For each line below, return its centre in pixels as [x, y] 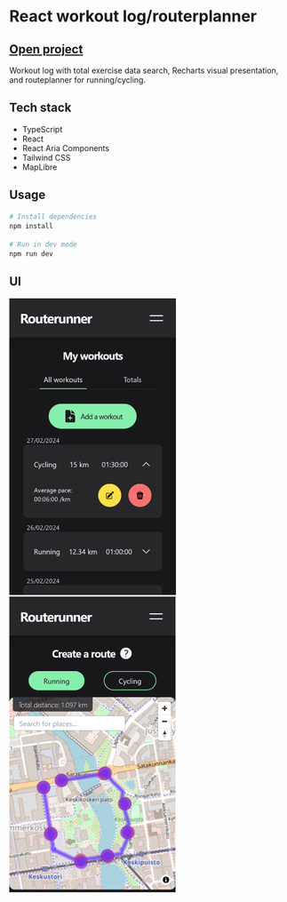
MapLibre [40, 167]
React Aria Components [65, 148]
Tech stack [40, 108]
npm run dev [31, 254]
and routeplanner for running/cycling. [78, 80]
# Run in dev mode [43, 245]
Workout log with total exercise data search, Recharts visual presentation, [144, 70]
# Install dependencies [53, 216]
